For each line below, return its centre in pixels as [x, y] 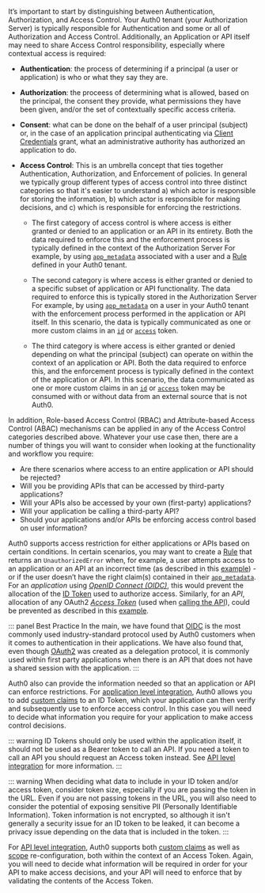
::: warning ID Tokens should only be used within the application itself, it [125, 741]
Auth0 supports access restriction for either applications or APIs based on [129, 543]
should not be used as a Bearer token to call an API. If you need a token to [129, 749]
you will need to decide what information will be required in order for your [128, 864]
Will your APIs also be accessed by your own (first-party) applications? [135, 503]
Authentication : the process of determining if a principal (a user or [129, 69]
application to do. [48, 150]
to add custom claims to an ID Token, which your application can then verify [132, 700]
